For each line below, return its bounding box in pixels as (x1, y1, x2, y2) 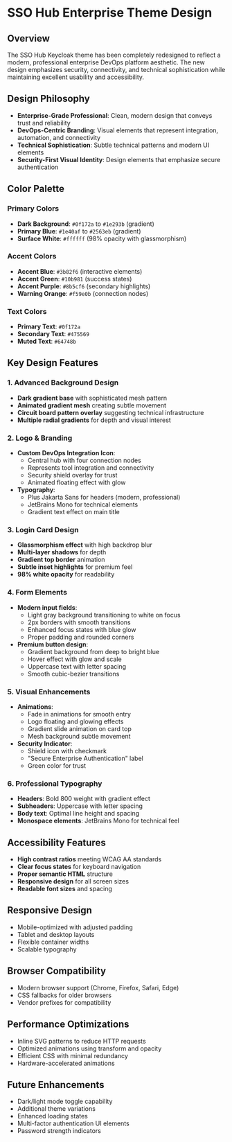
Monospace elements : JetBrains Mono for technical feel (17, 816, 180, 825)
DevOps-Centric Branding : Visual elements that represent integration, (17, 126, 219, 134)
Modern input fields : (17, 603, 78, 611)
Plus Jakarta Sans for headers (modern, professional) (27, 493, 181, 502)
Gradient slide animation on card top (27, 724, 132, 732)
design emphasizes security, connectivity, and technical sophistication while (7, 66, 226, 73)
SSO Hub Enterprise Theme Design (7, 5, 213, 21)
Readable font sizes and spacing (17, 885, 113, 893)
